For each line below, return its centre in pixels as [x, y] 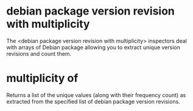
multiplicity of [42, 79]
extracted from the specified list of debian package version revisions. [93, 101]
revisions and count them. [39, 53]
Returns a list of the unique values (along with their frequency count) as [96, 95]
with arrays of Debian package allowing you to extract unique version [93, 47]
